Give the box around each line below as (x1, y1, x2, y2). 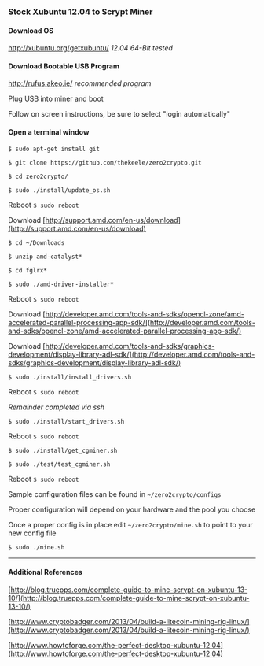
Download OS (8, 26, 53, 35)
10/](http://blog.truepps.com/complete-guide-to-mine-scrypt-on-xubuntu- (8, 593, 250, 602)
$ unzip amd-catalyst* (8, 253, 82, 261)
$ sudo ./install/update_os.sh (8, 186, 111, 194)
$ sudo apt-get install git (8, 145, 101, 153)
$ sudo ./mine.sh (8, 543, 65, 551)
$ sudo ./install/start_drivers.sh (8, 417, 125, 425)
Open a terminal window (8, 127, 90, 136)
